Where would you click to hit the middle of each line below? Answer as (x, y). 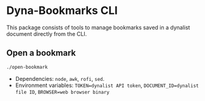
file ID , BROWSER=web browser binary (62, 91)
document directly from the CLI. (47, 33)
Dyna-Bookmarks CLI (62, 11)
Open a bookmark (41, 53)
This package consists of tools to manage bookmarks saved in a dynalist (98, 27)
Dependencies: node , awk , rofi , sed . (60, 78)
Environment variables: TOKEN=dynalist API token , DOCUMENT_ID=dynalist (107, 85)
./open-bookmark (27, 67)
